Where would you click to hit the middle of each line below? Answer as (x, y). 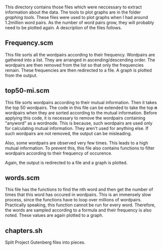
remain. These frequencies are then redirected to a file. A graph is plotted (78, 70)
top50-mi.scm (27, 91)
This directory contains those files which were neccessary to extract (73, 7)
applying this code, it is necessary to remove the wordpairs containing (75, 118)
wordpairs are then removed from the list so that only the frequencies (74, 65)
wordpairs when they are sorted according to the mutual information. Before (81, 113)
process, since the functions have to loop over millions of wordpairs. (73, 200)
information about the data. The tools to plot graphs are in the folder (73, 12)
